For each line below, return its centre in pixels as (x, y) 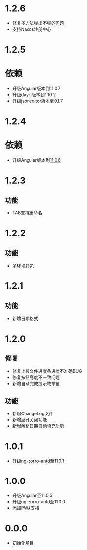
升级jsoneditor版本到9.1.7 (38, 101)
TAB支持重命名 (27, 213)
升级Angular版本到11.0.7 (36, 89)
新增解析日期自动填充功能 (38, 426)
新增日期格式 (25, 319)
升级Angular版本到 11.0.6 (37, 160)
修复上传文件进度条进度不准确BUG (47, 371)
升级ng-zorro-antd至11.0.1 (38, 461)
